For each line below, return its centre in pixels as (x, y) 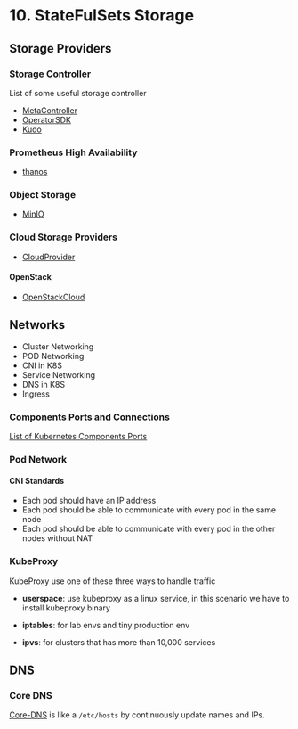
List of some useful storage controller (78, 93)
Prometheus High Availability (73, 152)
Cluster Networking (58, 346)
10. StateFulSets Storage (101, 16)
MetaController (50, 110)
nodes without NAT (57, 538)
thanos (35, 172)
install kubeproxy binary (66, 608)
